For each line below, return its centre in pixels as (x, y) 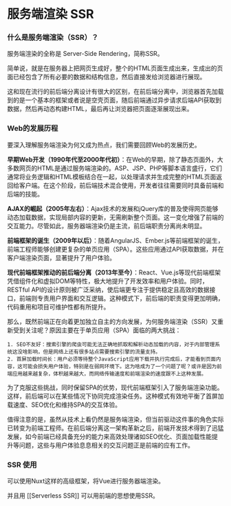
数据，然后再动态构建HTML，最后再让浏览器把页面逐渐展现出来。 (100, 109)
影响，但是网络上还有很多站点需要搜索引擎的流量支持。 (94, 352)
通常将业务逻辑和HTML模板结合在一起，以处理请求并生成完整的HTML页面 (112, 176)
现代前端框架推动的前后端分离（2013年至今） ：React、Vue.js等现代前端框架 (114, 272)
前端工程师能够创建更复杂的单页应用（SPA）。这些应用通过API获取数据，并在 (115, 249)
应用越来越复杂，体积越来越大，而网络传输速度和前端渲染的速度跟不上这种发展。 (109, 374)
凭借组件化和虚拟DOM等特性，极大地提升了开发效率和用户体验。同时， (108, 281)
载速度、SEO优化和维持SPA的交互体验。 (64, 405)
